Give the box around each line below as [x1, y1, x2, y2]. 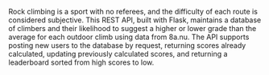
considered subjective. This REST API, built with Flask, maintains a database [8, 15, 262, 25]
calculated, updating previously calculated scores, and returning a [8, 49, 228, 58]
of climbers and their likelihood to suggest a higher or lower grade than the [8, 24, 257, 33]
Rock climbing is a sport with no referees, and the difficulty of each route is [8, 7, 258, 16]
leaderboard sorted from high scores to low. [8, 57, 155, 67]
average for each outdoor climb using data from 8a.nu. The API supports [8, 32, 250, 41]
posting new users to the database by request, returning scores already [8, 41, 246, 50]
